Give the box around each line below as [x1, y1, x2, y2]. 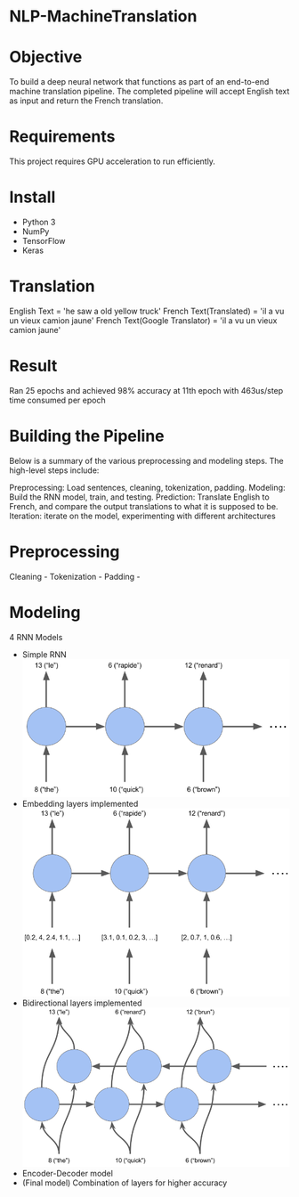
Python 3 [21, 216, 56, 227]
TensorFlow [21, 236, 66, 246]
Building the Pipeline [9, 426, 165, 446]
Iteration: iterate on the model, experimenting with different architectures [9, 510, 276, 521]
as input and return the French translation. [9, 95, 164, 106]
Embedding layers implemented [21, 798, 139, 809]
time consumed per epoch [9, 395, 106, 405]
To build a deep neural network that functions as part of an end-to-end [9, 77, 270, 87]
